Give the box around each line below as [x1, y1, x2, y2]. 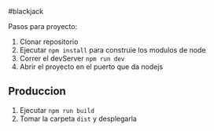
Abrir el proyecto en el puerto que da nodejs [19, 62, 164, 71]
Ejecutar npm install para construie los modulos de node [19, 45, 206, 54]
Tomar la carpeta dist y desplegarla [19, 114, 138, 123]
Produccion [8, 85, 67, 98]
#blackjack [8, 7, 44, 16]
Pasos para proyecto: [8, 22, 77, 31]
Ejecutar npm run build [19, 105, 94, 115]
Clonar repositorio [19, 37, 79, 46]
